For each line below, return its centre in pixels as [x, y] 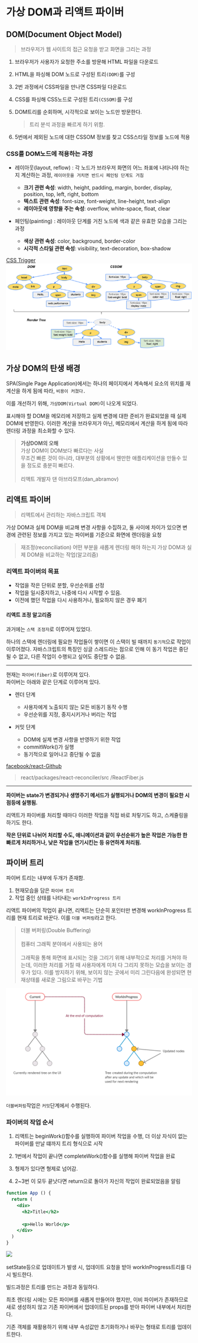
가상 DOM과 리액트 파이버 [65, 12]
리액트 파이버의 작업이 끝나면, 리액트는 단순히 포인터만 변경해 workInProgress [96, 910]
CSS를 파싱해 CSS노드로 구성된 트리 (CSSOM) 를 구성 [74, 99]
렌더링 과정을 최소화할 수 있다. [41, 431]
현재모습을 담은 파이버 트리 [44, 891]
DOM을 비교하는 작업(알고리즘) [62, 555]
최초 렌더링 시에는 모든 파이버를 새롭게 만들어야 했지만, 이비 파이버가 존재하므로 [97, 1300]
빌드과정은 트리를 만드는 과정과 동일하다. [52, 1287]
